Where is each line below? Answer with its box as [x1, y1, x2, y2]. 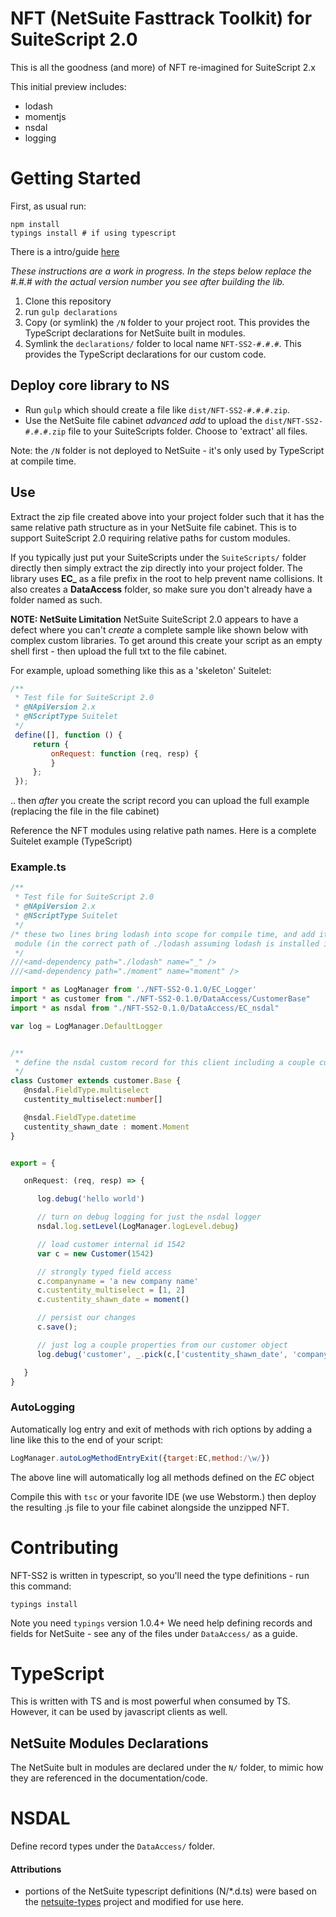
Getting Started [10, 167, 142, 190]
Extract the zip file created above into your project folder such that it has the [10, 510, 325, 522]
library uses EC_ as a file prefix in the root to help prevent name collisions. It [10, 572, 323, 584]
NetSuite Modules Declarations [10, 1735, 209, 1752]
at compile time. [10, 455, 77, 467]
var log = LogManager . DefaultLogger [10, 1021, 163, 1031]
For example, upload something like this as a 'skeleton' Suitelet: [10, 664, 272, 676]
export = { [10, 1158, 56, 1168]
